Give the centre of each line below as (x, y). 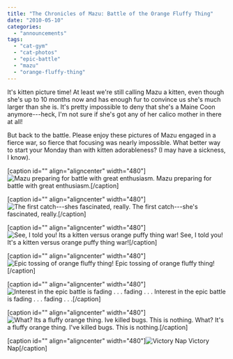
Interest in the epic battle (190, 291)
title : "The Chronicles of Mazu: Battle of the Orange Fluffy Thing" (111, 14)
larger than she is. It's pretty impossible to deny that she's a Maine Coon (111, 107)
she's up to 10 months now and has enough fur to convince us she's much (114, 99)
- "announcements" (40, 33)
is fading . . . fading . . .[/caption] (54, 299)
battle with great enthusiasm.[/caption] (63, 185)
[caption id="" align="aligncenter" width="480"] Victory (108, 341)
